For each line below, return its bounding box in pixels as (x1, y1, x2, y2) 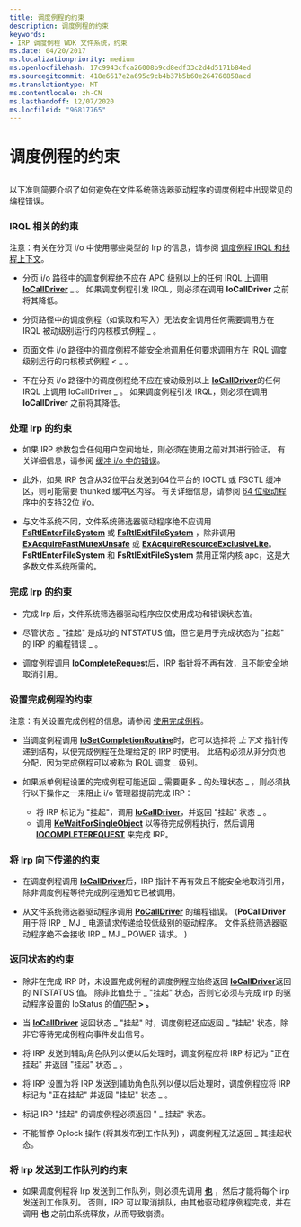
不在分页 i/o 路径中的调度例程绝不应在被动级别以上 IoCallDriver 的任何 (22, 375, 281, 386)
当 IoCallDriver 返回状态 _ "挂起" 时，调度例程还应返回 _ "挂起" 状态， (22, 1017, 281, 1028)
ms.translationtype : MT (9, 80, 99, 89)
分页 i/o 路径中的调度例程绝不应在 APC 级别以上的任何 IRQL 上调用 (22, 273, 269, 283)
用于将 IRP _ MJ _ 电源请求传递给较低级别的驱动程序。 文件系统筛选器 (22, 918, 280, 928)
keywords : (9, 30, 47, 39)
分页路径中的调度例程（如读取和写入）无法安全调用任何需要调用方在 (22, 314, 275, 325)
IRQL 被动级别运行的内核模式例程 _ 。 (22, 326, 162, 336)
